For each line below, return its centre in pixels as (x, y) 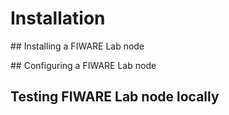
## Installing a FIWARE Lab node (77, 46)
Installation (58, 18)
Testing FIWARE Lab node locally (115, 97)
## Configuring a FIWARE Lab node (83, 65)
